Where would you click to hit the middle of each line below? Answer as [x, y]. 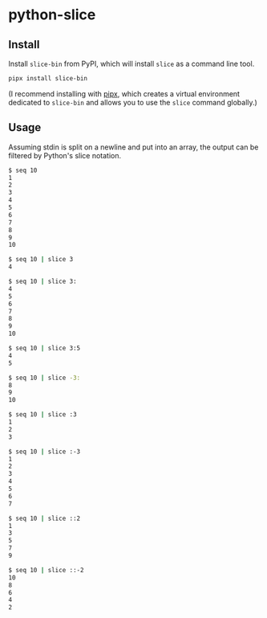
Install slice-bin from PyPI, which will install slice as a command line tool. [131, 63]
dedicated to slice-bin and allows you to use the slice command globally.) [133, 102]
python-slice [52, 15]
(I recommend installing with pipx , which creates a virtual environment [124, 93]
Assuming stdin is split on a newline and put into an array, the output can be [133, 147]
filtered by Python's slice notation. [65, 155]
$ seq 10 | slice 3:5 [44, 348]
